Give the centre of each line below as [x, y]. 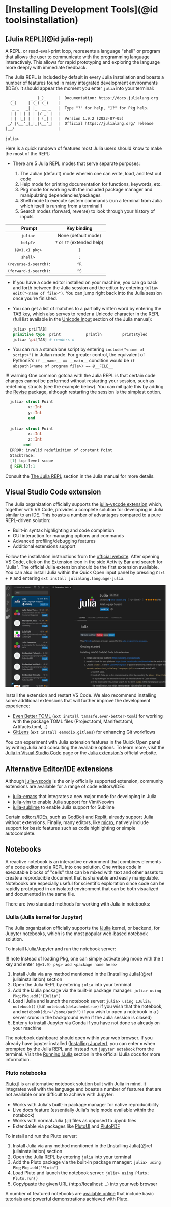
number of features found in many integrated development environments [82, 83]
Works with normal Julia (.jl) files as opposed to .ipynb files [75, 1121]
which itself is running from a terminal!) [61, 206]
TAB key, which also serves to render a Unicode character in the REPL [86, 314]
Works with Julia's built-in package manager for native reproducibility [86, 1105]
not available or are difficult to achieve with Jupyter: [60, 1095]
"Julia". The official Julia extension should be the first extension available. [82, 567]
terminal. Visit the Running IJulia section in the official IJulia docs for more [83, 1054]
